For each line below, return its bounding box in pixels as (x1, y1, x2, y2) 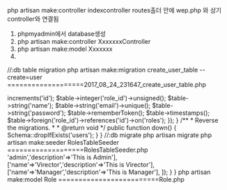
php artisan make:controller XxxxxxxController (17, 38, 151, 45)
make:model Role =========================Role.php (7, 175, 185, 183)
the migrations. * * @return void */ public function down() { (7, 124, 177, 132)
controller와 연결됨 (7, 15, 59, 23)
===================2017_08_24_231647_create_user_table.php (7, 81, 207, 88)
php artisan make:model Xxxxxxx (17, 45, 113, 53)
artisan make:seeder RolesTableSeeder (7, 138, 120, 146)
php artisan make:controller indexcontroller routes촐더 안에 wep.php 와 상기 (7, 6, 221, 14)
